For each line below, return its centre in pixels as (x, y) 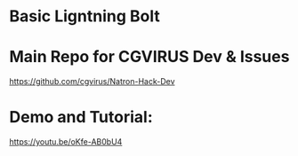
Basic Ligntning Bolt (85, 16)
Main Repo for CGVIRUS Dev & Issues (149, 57)
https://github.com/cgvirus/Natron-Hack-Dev (92, 82)
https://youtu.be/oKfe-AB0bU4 (66, 142)
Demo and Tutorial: (81, 117)
